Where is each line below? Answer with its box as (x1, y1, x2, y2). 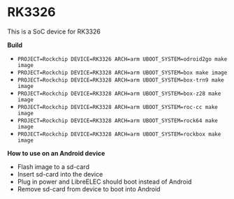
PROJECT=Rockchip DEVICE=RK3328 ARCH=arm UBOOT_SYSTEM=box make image (17, 69, 228, 76)
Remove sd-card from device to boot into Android (17, 184, 161, 193)
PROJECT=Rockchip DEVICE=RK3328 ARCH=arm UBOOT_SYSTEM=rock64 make (17, 117, 218, 124)
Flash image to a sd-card (17, 162, 89, 171)
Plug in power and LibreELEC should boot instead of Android (17, 177, 192, 186)
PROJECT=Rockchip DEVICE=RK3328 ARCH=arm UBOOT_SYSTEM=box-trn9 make (17, 76, 225, 84)
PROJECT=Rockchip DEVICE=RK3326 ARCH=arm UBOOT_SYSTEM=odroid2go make (17, 55, 228, 63)
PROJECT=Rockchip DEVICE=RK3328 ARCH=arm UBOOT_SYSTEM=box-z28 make (17, 90, 221, 97)
